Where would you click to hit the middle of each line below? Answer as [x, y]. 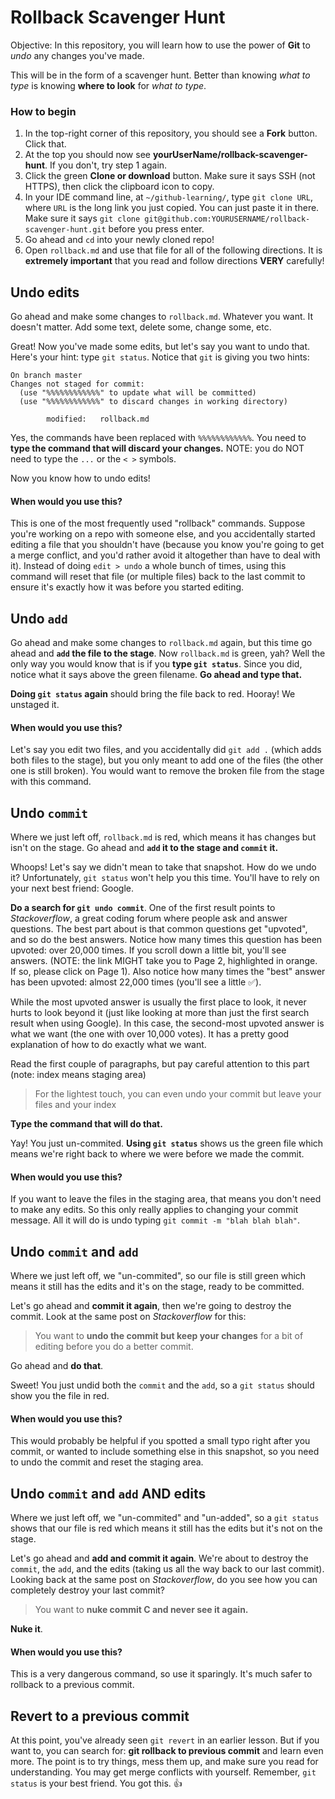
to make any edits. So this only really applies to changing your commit [154, 1210]
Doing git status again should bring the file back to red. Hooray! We [153, 694]
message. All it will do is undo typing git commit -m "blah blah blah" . [155, 1220]
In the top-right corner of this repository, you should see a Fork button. [171, 133]
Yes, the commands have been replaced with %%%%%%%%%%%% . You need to [158, 438]
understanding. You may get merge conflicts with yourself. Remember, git [163, 1772]
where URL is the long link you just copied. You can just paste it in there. [172, 208]
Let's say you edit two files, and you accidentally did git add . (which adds [166, 750]
